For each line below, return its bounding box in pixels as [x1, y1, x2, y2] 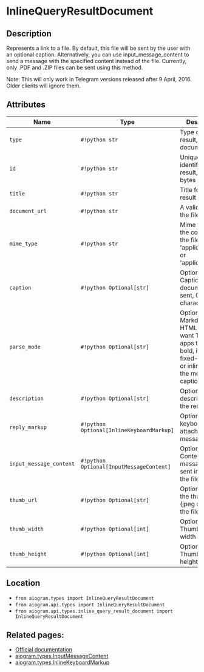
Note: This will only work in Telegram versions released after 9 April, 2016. [6, 76, 192, 83]
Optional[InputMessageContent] [80, 463, 171, 470]
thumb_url [9, 497, 38, 503]
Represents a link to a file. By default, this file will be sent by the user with [6, 44, 191, 52]
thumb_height [9, 551, 47, 557]
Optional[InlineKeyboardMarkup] [80, 427, 174, 433]
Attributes [6, 100, 46, 110]
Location [6, 578, 41, 588]
